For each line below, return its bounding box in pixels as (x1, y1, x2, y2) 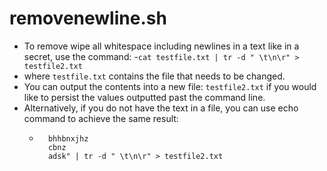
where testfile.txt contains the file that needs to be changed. (23, 70, 286, 82)
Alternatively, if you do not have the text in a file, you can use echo (23, 102, 299, 114)
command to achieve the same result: (23, 112, 179, 124)
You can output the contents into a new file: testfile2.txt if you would (23, 80, 317, 92)
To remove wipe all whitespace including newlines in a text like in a (23, 40, 300, 52)
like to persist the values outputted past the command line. (23, 91, 266, 103)
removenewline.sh (9, 7, 167, 30)
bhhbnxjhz (47, 133, 89, 144)
